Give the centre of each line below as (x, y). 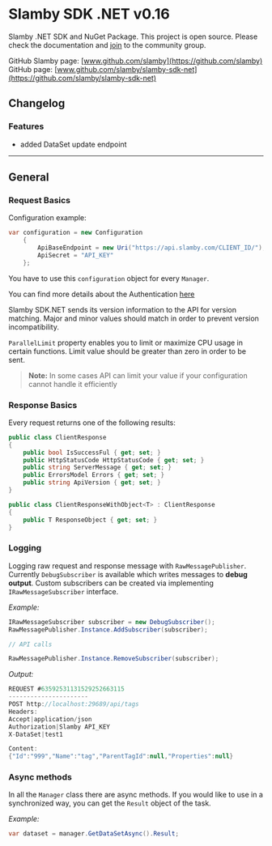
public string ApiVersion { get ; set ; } (92, 483)
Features (26, 126)
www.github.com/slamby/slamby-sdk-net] (127, 69)
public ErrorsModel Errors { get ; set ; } (93, 475)
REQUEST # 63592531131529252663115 (67, 689)
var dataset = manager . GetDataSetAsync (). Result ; (94, 834)
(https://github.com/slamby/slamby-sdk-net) (82, 78)
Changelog (37, 103)
